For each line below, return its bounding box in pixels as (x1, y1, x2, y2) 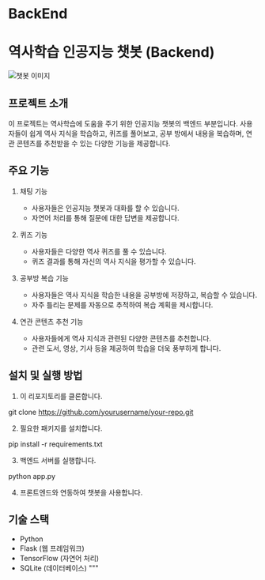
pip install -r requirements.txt (8, 439, 103, 449)
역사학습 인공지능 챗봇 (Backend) (8, 43, 215, 62)
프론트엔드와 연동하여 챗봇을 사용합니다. (19, 488, 143, 497)
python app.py (8, 471, 56, 480)
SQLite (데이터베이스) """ (19, 563, 99, 573)
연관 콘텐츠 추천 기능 (19, 317, 84, 326)
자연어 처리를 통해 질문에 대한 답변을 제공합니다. (31, 213, 180, 222)
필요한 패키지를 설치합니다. (19, 424, 103, 433)
